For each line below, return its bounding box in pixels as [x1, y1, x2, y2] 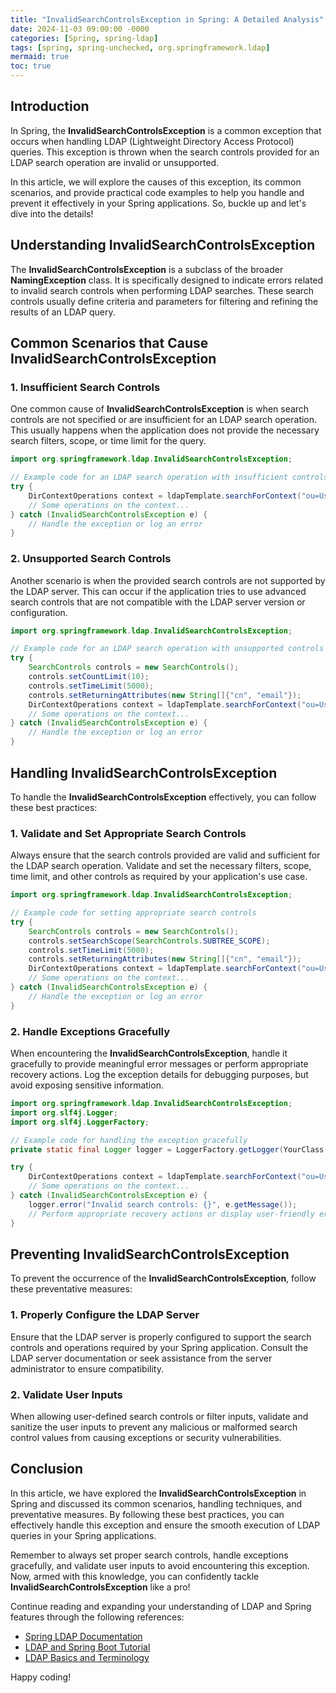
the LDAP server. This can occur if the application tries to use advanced [10, 585, 307, 597]
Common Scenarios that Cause [10, 335, 209, 352]
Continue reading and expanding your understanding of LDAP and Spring [10, 1600, 312, 1612]
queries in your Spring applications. [10, 1529, 157, 1541]
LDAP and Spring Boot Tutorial [24, 1641, 151, 1653]
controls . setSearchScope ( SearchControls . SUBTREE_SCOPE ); [28, 936, 271, 946]
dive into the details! [10, 207, 94, 220]
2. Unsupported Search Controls [10, 552, 172, 566]
